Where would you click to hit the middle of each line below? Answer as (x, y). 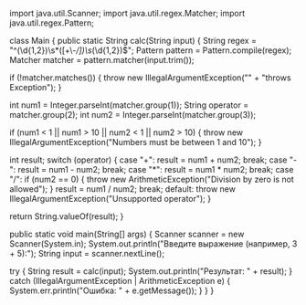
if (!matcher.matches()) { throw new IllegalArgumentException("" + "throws (150, 78)
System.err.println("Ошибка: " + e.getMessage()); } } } (112, 290)
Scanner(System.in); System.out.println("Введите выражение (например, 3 (153, 244)
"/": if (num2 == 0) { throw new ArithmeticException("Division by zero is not (152, 179)
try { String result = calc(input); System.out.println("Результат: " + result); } (151, 271)
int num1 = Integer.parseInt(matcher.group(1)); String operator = (129, 105)
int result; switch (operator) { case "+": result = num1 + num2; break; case (148, 160)
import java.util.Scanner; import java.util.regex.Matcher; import (127, 13)
